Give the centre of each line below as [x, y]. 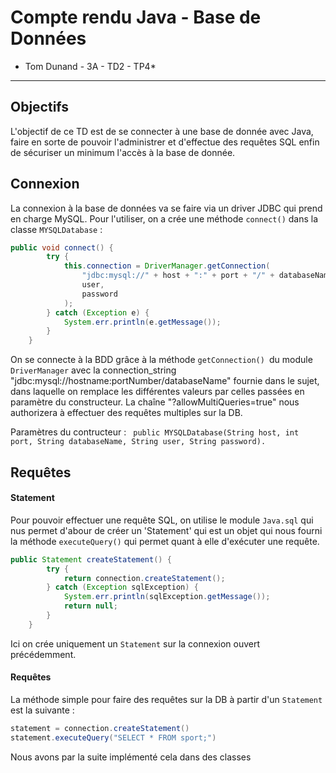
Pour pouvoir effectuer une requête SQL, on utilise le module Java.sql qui [162, 520]
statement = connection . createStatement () [100, 728]
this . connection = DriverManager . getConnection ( [167, 266]
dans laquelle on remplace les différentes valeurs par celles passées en [157, 392]
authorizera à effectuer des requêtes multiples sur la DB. [126, 413]
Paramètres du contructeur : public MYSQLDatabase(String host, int [155, 432]
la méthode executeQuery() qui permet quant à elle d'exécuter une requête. [165, 541]
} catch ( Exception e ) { [98, 312]
